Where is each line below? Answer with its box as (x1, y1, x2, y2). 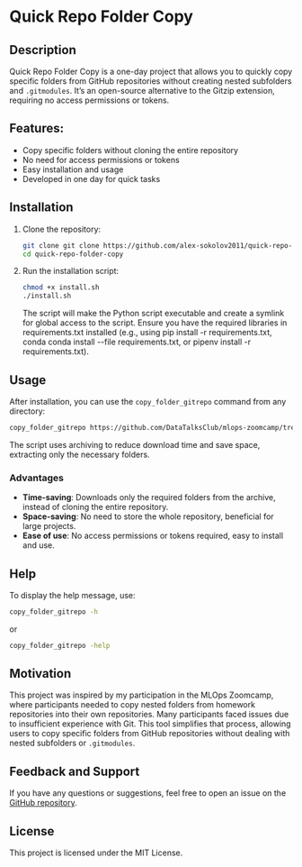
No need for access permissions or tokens (22, 154, 180, 165)
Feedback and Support (9, 763, 140, 779)
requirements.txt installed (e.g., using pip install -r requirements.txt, (22, 327, 272, 338)
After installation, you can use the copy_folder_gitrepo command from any (9, 396, 287, 406)
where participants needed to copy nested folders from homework (9, 699, 256, 710)
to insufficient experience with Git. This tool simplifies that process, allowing (9, 718, 291, 729)
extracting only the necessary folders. (9, 449, 150, 460)
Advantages (9, 471, 65, 484)
